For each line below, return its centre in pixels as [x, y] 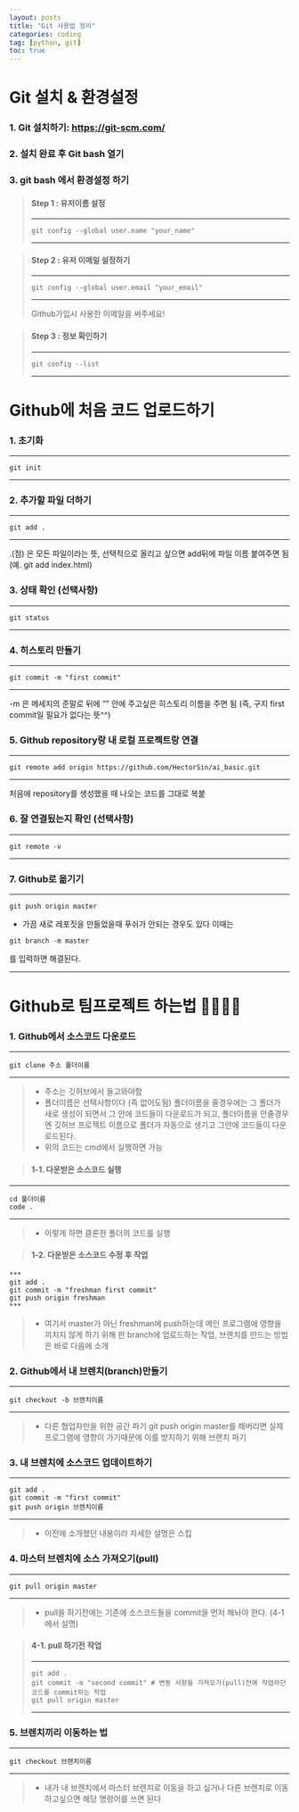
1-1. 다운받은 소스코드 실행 [76, 1169]
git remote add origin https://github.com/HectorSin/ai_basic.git [135, 768]
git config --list [65, 364]
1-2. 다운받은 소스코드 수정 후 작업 [89, 1255]
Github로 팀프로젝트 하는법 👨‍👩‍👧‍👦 [125, 1006]
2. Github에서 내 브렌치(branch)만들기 [89, 1371]
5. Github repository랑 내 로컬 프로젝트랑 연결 [104, 740]
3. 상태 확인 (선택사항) [54, 590]
